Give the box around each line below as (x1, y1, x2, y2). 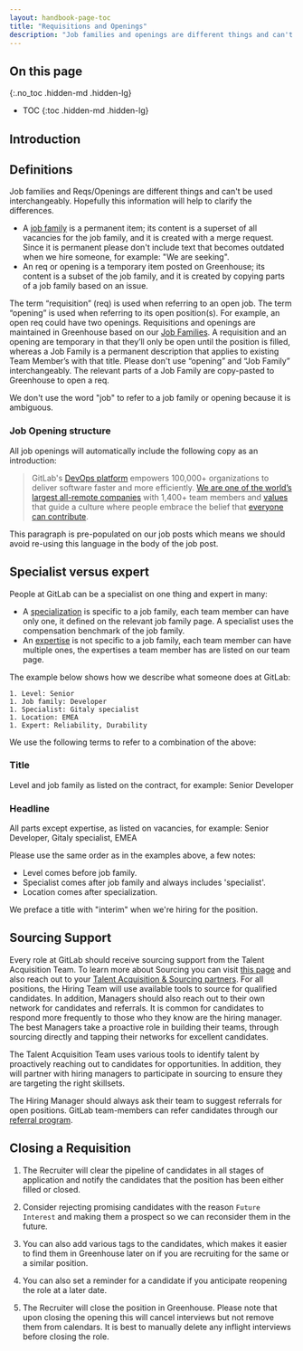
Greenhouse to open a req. (9, 375, 110, 385)
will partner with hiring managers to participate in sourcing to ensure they (9, 1068, 283, 1079)
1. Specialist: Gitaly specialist (9, 705, 140, 714)
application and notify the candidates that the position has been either (22, 1174, 284, 1185)
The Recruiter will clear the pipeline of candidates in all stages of (22, 1165, 264, 1175)
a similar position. (22, 1257, 89, 1268)
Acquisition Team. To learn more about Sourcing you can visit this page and (9, 964, 291, 975)
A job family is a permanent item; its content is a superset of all (22, 223, 258, 233)
